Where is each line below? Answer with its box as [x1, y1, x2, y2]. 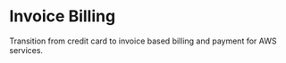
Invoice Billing [9, 6, 116, 27]
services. [9, 44, 43, 55]
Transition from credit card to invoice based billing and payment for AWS [9, 35, 277, 46]
